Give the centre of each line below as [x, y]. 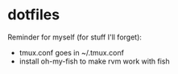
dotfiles [34, 15]
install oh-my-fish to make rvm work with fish [94, 61]
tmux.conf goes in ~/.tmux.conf [71, 52]
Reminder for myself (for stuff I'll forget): [75, 37]
